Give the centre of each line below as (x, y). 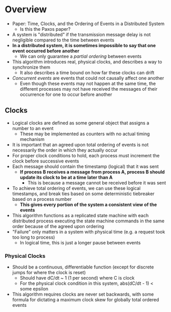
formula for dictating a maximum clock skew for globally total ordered (85, 300)
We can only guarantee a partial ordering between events (81, 56)
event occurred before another (46, 51)
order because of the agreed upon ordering (58, 226)
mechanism (32, 139)
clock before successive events (46, 161)
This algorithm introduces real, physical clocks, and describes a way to (87, 61)
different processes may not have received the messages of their (89, 89)
